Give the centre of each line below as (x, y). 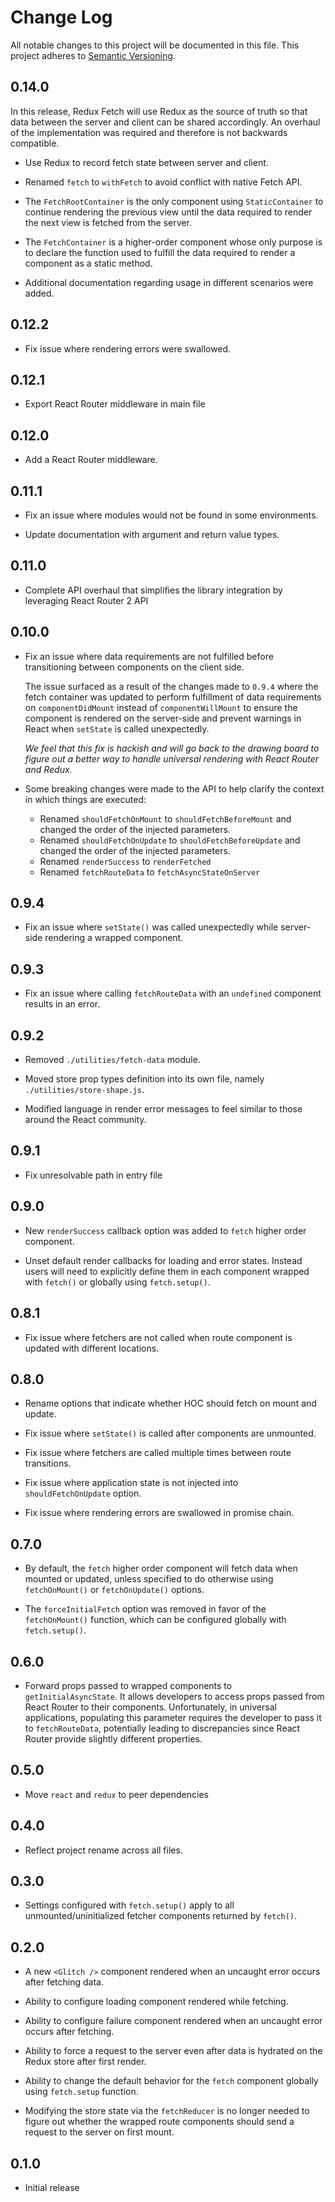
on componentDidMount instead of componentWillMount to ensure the (161, 707)
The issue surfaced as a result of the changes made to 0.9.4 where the (171, 686)
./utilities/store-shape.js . (84, 1090)
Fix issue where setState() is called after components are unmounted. (170, 1433)
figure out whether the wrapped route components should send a (159, 2122)
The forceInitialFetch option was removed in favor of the (145, 1609)
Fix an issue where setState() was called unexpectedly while (151, 927)
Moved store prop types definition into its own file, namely (144, 1079)
